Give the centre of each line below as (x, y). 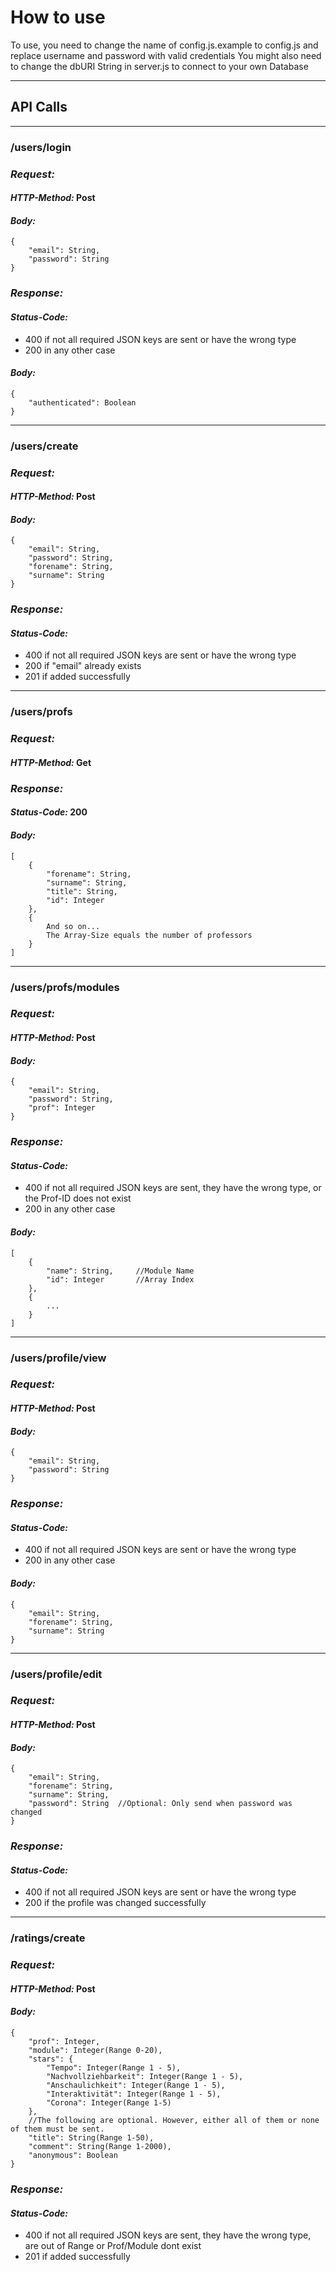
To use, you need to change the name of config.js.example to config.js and (164, 45)
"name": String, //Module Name (120, 1271)
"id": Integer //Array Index (120, 1279)
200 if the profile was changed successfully (115, 1903)
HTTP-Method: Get (51, 762)
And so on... (73, 926)
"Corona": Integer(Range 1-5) (109, 2102)
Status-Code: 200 (49, 812)
